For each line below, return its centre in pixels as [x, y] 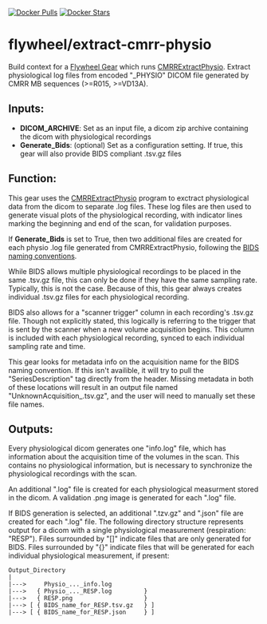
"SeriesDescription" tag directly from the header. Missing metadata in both [131, 379]
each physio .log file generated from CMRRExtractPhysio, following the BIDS [133, 247]
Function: [33, 179]
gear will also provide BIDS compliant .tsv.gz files [100, 153]
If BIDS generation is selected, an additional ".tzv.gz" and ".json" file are [126, 513]
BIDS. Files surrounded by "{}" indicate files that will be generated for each [132, 547]
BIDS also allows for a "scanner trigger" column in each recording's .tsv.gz [131, 312]
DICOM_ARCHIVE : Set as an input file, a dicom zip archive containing [134, 128]
